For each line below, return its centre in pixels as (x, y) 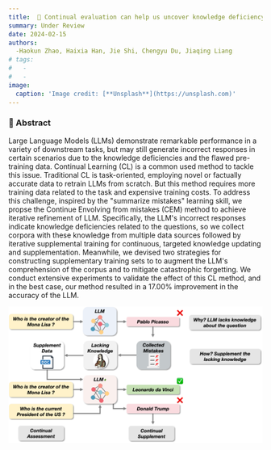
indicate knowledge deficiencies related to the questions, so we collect (126, 226)
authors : (23, 43)
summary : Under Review (46, 25)
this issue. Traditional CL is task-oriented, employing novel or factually (125, 175)
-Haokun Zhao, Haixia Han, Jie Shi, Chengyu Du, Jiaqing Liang (124, 51)
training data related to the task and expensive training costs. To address (129, 192)
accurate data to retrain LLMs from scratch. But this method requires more (132, 183)
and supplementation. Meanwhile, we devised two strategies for (115, 252)
